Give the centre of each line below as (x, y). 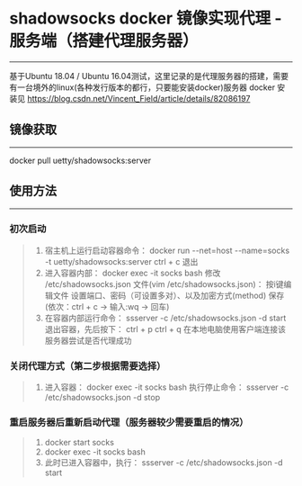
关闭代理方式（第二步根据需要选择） (88, 365)
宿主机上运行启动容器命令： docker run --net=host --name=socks (167, 250)
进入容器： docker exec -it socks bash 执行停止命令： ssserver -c (167, 387)
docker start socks (80, 443)
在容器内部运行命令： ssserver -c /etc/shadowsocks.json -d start (165, 318)
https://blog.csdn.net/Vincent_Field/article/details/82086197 (138, 98)
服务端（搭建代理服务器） (104, 41)
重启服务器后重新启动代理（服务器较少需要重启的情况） (129, 422)
